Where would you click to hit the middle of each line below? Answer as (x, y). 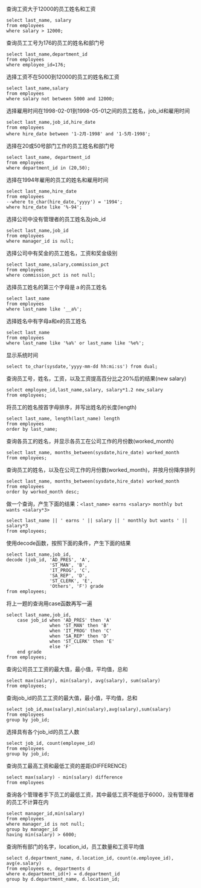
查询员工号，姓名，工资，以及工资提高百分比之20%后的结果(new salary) (96, 378)
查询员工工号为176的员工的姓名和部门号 (56, 43)
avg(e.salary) (24, 863)
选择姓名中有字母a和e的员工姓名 (46, 321)
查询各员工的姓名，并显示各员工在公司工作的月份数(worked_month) (90, 441)
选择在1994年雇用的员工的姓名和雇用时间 (57, 180)
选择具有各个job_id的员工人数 (43, 732)
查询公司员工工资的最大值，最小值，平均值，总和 (67, 669)
